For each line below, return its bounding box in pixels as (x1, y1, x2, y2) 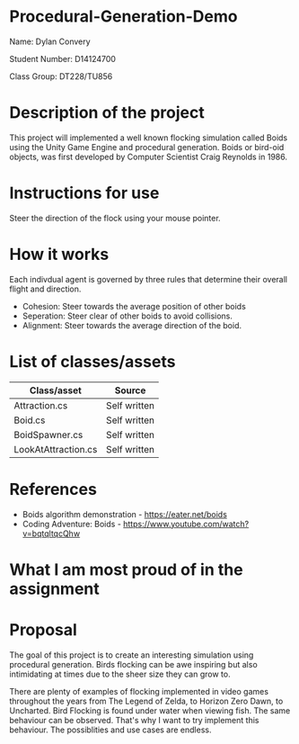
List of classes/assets (9, 351, 176, 372)
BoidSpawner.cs (13, 428, 84, 441)
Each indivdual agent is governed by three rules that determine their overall (9, 273, 287, 284)
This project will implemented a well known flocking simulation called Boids (9, 132, 288, 143)
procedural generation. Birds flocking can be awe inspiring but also (9, 659, 258, 669)
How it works (9, 245, 110, 264)
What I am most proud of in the (9, 560, 244, 579)
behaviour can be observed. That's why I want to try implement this (9, 714, 259, 725)
